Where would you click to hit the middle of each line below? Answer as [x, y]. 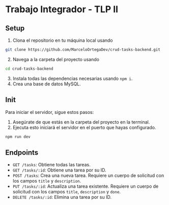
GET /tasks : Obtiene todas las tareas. [51, 165]
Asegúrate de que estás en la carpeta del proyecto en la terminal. [81, 122]
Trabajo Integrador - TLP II [62, 9]
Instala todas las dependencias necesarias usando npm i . [73, 78]
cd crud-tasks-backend [29, 69]
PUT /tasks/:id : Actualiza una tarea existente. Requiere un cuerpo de [86, 186]
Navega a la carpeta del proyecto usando [56, 59]
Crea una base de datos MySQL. [47, 84]
